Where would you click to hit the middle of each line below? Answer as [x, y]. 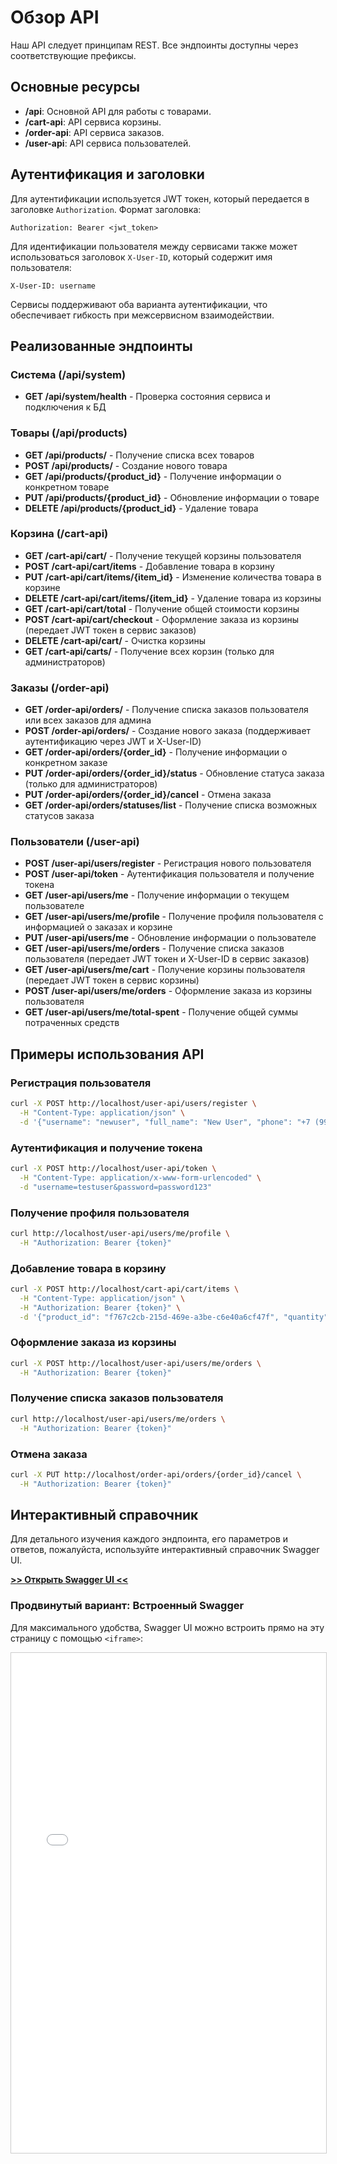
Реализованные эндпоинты [101, 346]
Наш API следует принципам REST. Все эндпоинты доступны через [154, 45]
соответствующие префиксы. [73, 55]
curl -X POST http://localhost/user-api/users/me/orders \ [136, 1363]
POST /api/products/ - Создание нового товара [126, 465]
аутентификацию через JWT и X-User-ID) [113, 742]
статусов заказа [59, 816]
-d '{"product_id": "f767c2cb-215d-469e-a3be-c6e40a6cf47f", [149, 1317]
